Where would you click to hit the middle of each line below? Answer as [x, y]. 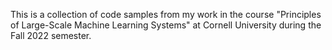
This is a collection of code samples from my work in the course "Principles [166, 14]
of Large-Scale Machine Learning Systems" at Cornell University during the [166, 25]
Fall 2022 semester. [51, 35]
